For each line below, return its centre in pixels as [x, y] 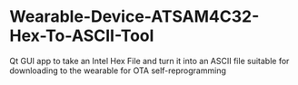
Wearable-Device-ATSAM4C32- [134, 17]
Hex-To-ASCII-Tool [82, 36]
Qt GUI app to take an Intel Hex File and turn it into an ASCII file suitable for [149, 61]
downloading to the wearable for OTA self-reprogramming [118, 71]
